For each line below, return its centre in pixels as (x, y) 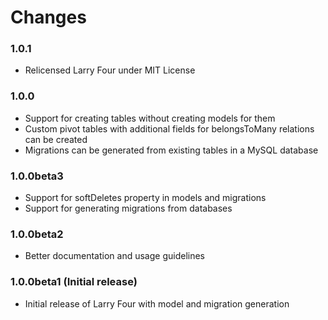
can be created (56, 139)
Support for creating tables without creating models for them (150, 118)
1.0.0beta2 (37, 234)
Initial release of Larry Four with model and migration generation (157, 303)
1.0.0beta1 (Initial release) (74, 282)
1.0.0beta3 (37, 176)
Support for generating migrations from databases (128, 208)
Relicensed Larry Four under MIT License (110, 70)
